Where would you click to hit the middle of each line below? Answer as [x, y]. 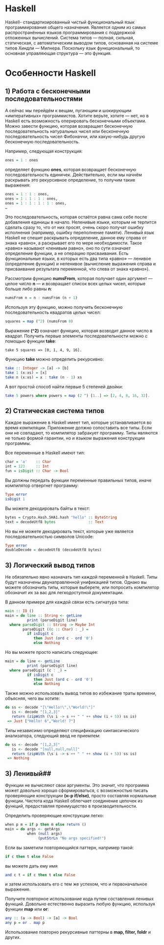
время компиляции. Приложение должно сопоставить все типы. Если [79, 428]
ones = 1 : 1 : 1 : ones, [31, 199]
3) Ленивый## [28, 773]
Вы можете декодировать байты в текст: [48, 508]
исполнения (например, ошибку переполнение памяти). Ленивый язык [80, 232]
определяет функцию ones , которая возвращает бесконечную [70, 169]
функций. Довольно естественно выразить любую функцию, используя [80, 904]
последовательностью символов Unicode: [49, 536]
